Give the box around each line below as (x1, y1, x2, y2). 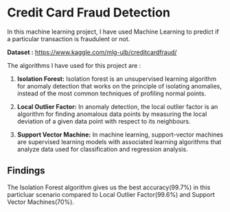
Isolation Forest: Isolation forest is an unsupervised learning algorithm (16, 74, 217, 83)
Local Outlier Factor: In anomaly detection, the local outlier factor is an (16, 102, 218, 110)
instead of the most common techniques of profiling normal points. (16, 89, 207, 97)
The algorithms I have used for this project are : (7, 61, 141, 69)
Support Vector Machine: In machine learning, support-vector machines (16, 130, 224, 139)
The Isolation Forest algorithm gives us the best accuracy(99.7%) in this (7, 183, 211, 191)
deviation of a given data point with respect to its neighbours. (16, 117, 191, 125)
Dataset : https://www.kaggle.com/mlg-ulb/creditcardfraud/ (7, 48, 177, 56)
